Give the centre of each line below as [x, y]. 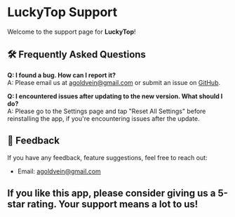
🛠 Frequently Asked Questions [76, 54]
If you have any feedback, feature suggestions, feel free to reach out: [108, 157]
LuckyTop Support [62, 12]
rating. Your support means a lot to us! [113, 204]
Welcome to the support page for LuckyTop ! [72, 32]
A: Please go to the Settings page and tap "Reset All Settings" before [107, 111]
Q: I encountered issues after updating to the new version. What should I [115, 96]
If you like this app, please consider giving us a [112, 193]
